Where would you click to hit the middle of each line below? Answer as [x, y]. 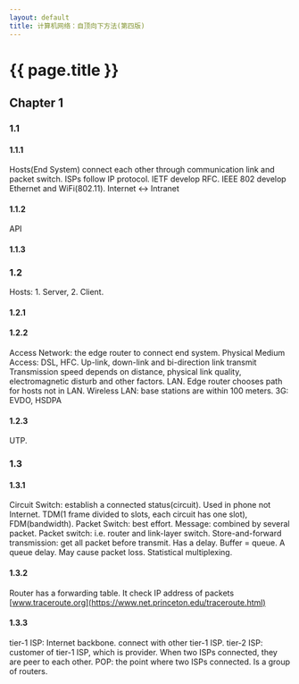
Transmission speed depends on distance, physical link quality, [125, 372]
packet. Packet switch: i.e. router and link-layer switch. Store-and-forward [145, 534]
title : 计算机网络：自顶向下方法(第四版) [77, 26]
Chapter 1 [37, 103]
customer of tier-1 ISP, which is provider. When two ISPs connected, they [144, 652]
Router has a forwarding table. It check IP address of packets [122, 593]
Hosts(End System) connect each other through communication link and [142, 170]
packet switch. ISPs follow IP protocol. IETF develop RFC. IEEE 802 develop [148, 179]
